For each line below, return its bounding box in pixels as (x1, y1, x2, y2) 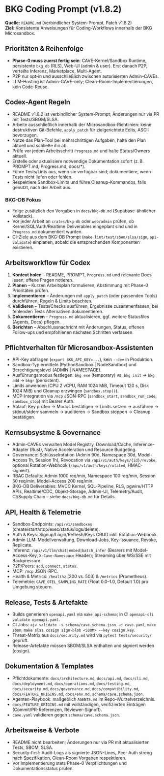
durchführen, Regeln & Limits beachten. (12, 298, 93, 304)
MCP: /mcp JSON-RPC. (12, 568, 59, 574)
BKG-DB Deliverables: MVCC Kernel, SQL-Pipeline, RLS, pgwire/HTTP (12, 484, 154, 489)
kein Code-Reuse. (12, 84, 49, 90)
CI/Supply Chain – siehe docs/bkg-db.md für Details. (12, 494, 116, 500)
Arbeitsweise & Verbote (5, 726, 80, 735)
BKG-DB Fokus (5, 196, 41, 203)
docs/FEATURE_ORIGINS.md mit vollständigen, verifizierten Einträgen (12, 701, 146, 707)
